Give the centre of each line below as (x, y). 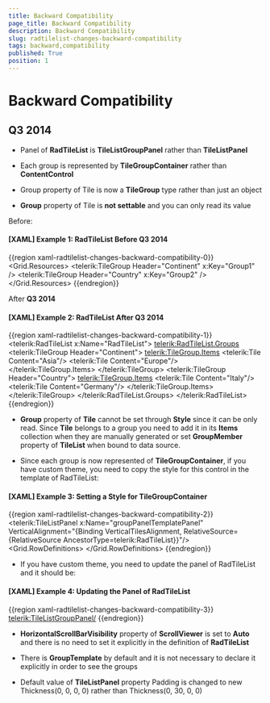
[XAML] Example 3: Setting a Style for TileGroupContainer (108, 496)
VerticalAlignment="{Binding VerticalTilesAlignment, (95, 531)
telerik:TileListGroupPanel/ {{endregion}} (76, 617)
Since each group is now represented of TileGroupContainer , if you (133, 461)
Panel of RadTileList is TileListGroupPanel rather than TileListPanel (134, 149)
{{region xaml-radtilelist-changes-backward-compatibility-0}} (111, 257)
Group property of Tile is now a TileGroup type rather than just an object (141, 190)
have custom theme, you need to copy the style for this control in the (135, 470)
